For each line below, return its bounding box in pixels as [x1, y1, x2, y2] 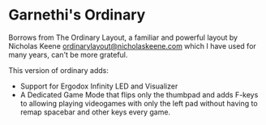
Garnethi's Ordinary [8, 6, 146, 24]
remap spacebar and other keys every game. [19, 107, 171, 117]
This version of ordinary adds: [8, 65, 109, 75]
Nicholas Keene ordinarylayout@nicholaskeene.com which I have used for [8, 41, 257, 50]
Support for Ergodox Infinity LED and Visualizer [19, 81, 178, 91]
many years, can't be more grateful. [8, 50, 128, 59]
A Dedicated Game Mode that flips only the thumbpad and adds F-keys [19, 89, 259, 99]
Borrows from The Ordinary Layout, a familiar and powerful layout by [8, 32, 238, 42]
